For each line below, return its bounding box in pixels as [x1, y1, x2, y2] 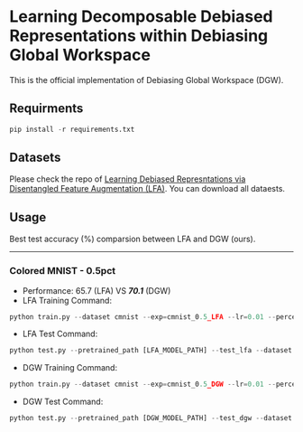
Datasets [9, 150, 61, 165]
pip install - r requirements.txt [9, 125, 135, 134]
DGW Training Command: [22, 362, 118, 373]
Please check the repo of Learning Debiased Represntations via [9, 174, 246, 184]
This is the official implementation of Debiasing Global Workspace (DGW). [9, 74, 284, 85]
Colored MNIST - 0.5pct [9, 265, 116, 277]
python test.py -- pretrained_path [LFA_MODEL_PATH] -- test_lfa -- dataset [9, 346, 293, 355]
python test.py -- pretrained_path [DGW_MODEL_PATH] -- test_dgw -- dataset [9, 414, 293, 423]
